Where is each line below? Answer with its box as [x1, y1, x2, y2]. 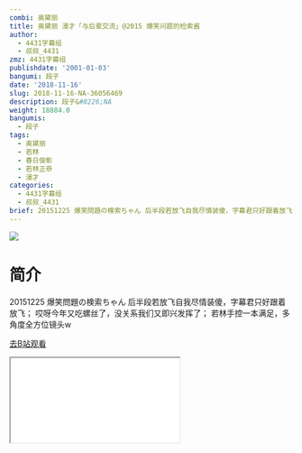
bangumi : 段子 [9, 72, 60, 81]
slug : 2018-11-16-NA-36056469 [9, 88, 124, 97]
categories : [9, 181, 54, 190]
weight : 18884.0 [9, 106, 70, 115]
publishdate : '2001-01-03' [9, 64, 111, 73]
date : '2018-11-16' [9, 80, 83, 89]
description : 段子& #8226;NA [9, 97, 113, 106]
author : [9, 30, 39, 39]
